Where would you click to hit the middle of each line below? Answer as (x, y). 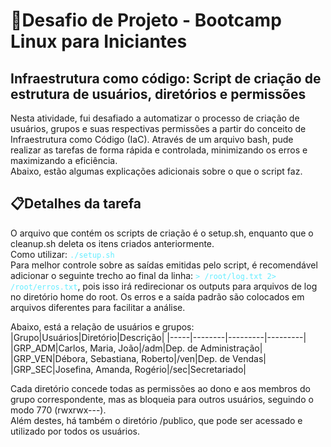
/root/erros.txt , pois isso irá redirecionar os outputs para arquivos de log (164, 286)
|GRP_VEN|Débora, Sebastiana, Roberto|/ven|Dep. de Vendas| (138, 358)
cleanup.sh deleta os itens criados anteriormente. (112, 243)
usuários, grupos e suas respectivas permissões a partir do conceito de (158, 128)
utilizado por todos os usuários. (75, 431)
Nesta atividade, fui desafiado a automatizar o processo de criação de (155, 118)
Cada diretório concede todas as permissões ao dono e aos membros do (160, 388)
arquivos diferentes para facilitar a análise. (98, 307)
